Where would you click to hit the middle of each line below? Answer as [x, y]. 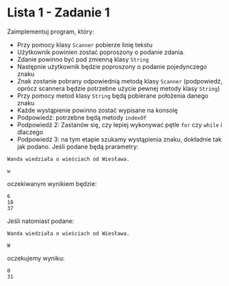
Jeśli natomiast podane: [41, 221]
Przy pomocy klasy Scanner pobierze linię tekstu [84, 44]
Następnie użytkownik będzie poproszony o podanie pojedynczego [112, 66]
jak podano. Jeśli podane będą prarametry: [78, 146]
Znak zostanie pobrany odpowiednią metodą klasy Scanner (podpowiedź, [120, 81]
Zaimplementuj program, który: [51, 31]
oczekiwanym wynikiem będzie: [52, 183]
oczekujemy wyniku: [36, 258]
